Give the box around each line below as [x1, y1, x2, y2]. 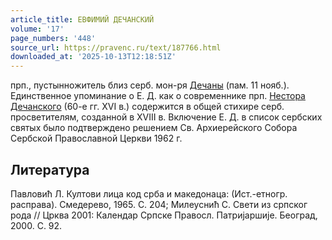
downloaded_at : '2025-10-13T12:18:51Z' [10, 52, 177, 62]
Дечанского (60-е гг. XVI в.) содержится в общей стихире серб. [10, 101, 285, 113]
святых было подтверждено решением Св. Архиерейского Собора [10, 122, 298, 134]
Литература [10, 161, 90, 178]
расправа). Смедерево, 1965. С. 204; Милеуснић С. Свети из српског [10, 198, 308, 210]
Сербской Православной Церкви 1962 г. [10, 132, 183, 145]
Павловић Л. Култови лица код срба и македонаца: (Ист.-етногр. [10, 187, 288, 200]
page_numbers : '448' [10, 33, 97, 43]
